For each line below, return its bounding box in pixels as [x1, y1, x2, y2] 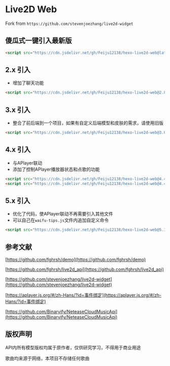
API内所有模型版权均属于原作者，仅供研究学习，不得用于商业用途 [5, 344, 141, 350]
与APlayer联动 [12, 160, 42, 166]
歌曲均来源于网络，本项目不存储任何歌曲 [5, 355, 90, 361]
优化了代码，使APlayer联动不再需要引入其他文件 [12, 211, 113, 217]
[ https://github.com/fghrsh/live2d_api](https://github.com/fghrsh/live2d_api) [5, 266, 164, 272]
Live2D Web [5, 4, 57, 15]
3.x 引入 [5, 105, 31, 114]
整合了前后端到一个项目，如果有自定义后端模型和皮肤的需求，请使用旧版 [12, 120, 163, 126]
